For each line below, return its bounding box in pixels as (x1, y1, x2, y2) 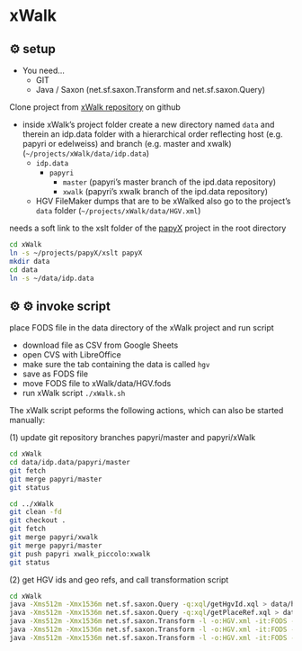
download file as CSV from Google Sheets (22, 339, 179, 351)
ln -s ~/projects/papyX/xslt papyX (9, 249, 143, 258)
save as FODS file (22, 368, 88, 379)
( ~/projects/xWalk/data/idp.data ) (22, 148, 150, 158)
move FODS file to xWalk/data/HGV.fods (22, 378, 172, 389)
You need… (22, 65, 66, 76)
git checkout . (9, 516, 67, 525)
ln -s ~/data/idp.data (9, 274, 94, 283)
